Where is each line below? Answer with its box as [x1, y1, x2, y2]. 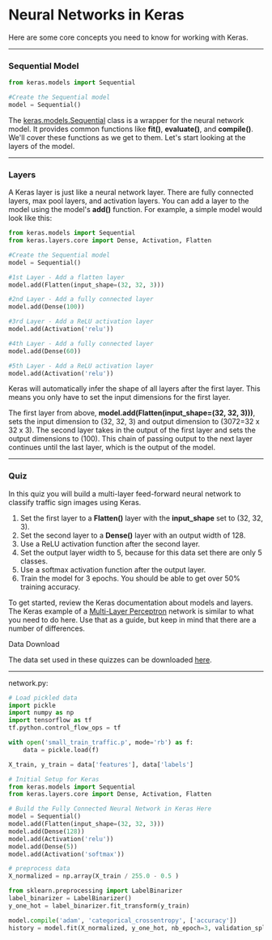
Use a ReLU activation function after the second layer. [19, 538, 201, 548]
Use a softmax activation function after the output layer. [19, 564, 206, 574]
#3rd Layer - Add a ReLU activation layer [8, 317, 154, 325]
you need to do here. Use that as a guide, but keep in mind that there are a [8, 615, 257, 624]
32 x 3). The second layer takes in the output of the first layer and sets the [8, 425, 257, 435]
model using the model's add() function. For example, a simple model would [8, 205, 262, 215]
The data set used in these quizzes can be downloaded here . [8, 654, 212, 665]
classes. [19, 556, 49, 566]
